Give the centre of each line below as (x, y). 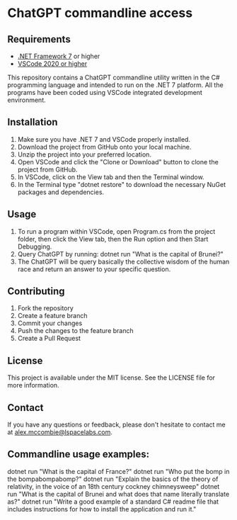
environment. (27, 100)
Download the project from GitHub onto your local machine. (104, 147)
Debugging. (35, 247)
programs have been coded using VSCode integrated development (105, 92)
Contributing (36, 292)
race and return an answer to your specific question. (94, 269)
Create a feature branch (52, 316)
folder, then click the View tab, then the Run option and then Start (113, 239)
